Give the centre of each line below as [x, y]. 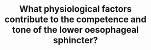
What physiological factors [75, 9]
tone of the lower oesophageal [75, 30]
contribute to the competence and [75, 19]
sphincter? [75, 40]
